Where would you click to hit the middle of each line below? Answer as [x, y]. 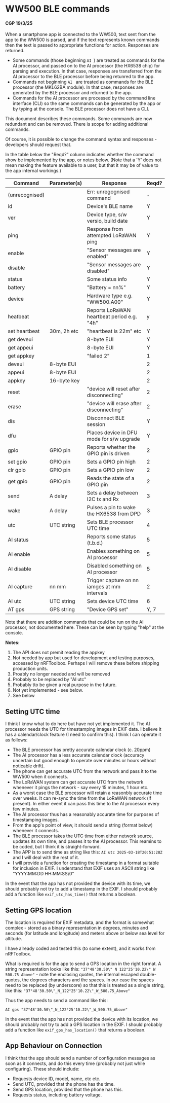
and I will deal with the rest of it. [46, 858]
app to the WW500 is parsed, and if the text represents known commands [82, 40]
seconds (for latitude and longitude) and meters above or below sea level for [85, 933]
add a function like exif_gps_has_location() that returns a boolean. [75, 1030]
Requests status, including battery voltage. [57, 1095]
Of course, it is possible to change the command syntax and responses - [81, 139]
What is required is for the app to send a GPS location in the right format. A [83, 964]
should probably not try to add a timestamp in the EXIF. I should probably [81, 889]
